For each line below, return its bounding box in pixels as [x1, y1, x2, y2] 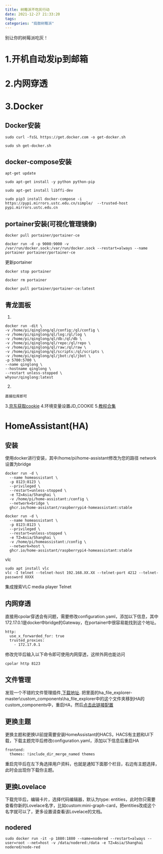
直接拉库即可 [5, 394, 27, 399]
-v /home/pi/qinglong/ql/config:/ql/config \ [5, 328, 99, 333]
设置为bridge [5, 461, 31, 467]
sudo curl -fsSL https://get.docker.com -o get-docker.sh [5, 135, 126, 139]
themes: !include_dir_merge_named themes [9, 752, 95, 757]
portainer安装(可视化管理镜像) [5, 220, 97, 228]
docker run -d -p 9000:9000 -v [5, 242, 69, 247]
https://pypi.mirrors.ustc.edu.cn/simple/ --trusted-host [5, 201, 128, 206]
